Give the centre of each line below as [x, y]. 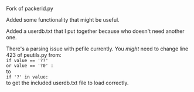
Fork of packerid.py [30, 8]
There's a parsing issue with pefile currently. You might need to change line [97, 49]
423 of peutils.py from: [34, 55]
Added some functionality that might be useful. [63, 20]
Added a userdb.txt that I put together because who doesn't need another [95, 31]
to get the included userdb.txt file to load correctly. [67, 83]
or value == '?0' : [30, 66]
